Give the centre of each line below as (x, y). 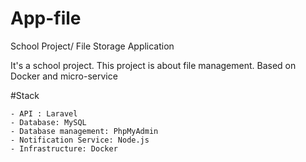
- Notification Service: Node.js (80, 140)
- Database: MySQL (48, 122)
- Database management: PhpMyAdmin (84, 131)
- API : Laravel (44, 113)
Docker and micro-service (64, 76)
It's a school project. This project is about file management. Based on (153, 65)
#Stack (25, 95)
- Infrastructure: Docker (64, 148)
